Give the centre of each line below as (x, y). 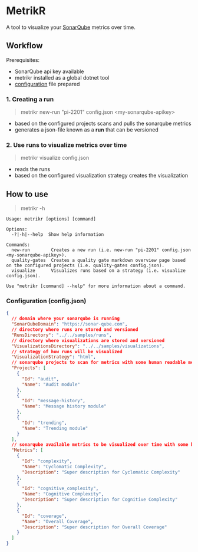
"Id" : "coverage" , (44, 516)
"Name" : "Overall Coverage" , (57, 521)
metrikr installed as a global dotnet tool (62, 77)
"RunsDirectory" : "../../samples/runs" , (62, 335)
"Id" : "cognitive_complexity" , (60, 489)
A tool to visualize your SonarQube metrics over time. (71, 27)
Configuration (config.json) (46, 301)
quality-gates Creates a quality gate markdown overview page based (98, 261)
